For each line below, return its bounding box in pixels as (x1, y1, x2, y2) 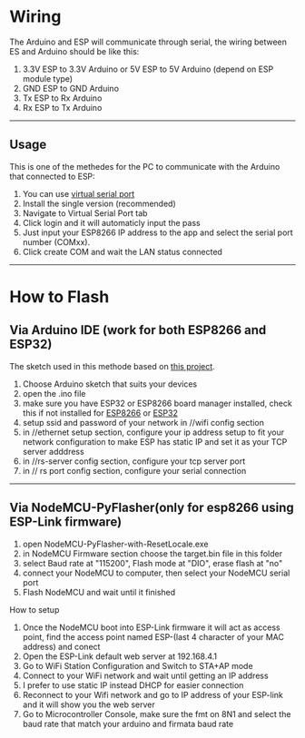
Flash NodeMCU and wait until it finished (22, 586, 176, 597)
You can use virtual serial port (22, 188, 135, 199)
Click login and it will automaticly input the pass (22, 217, 202, 228)
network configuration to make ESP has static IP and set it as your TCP (22, 436, 288, 447)
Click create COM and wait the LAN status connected (22, 246, 222, 257)
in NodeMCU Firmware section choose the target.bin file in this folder (22, 547, 283, 559)
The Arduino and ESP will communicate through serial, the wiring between (9, 36, 288, 47)
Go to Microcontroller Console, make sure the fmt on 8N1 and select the (22, 708, 291, 719)
